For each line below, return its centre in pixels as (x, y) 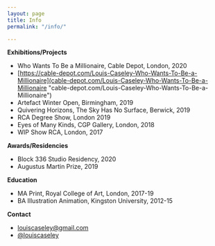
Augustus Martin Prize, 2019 (58, 167)
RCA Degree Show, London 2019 (64, 117)
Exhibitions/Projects (37, 52)
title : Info (24, 20)
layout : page (26, 14)
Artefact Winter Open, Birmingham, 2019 (75, 103)
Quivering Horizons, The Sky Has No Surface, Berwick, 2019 (104, 110)
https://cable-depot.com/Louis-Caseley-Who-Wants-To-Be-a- (109, 73)
